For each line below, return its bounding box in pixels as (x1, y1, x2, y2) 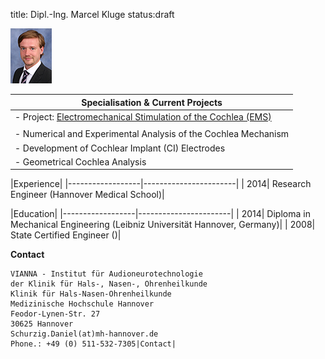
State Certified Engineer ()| (10, 229, 122, 241)
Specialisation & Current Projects (81, 96, 223, 108)
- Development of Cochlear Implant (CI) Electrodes (14, 142, 226, 154)
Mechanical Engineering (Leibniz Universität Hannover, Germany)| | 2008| (10, 219, 316, 231)
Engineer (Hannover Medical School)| (10, 189, 165, 201)
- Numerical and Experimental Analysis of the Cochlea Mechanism (14, 128, 290, 140)
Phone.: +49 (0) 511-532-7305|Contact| (10, 339, 177, 349)
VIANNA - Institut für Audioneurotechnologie (10, 269, 203, 279)
